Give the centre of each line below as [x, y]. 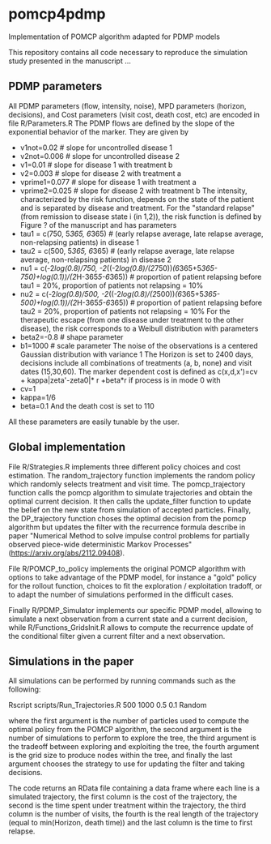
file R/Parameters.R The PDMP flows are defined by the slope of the [121, 123]
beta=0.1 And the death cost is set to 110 [87, 405]
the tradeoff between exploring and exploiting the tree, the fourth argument [134, 747]
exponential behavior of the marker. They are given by [98, 131]
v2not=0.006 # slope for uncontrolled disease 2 [100, 156]
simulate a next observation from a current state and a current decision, [128, 619]
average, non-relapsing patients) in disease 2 [96, 259]
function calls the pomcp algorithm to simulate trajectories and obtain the [131, 492]
